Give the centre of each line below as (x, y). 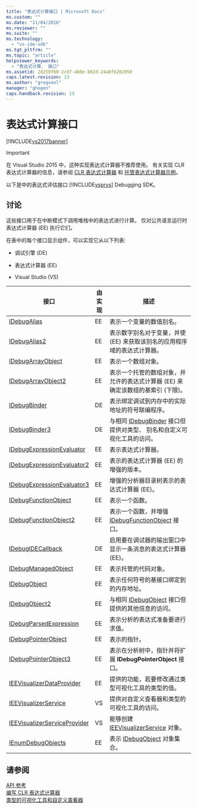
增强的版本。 (127, 470)
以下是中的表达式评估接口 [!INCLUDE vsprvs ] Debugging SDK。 (82, 184)
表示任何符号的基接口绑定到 (148, 580)
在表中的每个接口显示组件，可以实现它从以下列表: (66, 240)
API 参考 (16, 785)
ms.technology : (25, 39)
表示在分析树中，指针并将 (145, 650)
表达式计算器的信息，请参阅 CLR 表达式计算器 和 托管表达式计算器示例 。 (94, 172)
